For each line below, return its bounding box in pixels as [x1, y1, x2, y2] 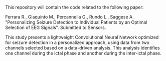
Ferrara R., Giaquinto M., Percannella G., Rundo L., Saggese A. [5, 14, 134, 19]
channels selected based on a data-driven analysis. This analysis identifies [5, 45, 160, 50]
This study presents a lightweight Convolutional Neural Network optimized [5, 34, 159, 40]
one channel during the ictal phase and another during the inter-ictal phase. [5, 50, 161, 56]
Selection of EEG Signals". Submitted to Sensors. [5, 24, 106, 30]
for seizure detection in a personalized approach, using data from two [5, 39, 149, 45]
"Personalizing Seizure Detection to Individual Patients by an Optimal [5, 19, 147, 25]
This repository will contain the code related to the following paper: [5, 4, 144, 10]
